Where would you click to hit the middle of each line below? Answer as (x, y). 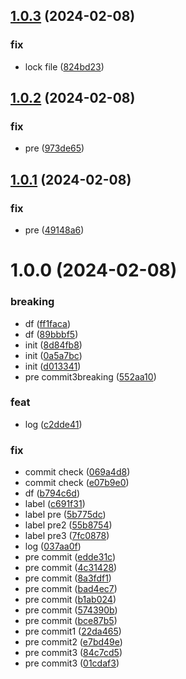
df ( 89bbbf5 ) (51, 334)
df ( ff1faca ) (48, 323)
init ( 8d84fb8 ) (53, 345)
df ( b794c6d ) (52, 493)
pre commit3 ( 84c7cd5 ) (73, 653)
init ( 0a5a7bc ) (53, 355)
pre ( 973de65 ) (54, 148)
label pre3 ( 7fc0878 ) (67, 536)
